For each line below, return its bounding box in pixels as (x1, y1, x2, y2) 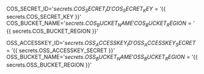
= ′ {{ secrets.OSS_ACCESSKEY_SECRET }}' (6, 47, 115, 54)
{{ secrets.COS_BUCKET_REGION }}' (6, 27, 99, 35)
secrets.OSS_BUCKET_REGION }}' (6, 61, 92, 69)
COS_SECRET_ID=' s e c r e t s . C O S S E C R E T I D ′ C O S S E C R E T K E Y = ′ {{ (6, 5, 166, 14)
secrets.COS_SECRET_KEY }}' (6, 13, 81, 20)
